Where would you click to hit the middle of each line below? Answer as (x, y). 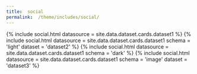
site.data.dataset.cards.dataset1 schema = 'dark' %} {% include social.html (98, 53)
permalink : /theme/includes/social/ (53, 17)
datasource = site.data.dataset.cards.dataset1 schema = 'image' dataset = (97, 59)
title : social (25, 12)
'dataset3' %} (23, 65)
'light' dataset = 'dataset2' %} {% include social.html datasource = (88, 46)
